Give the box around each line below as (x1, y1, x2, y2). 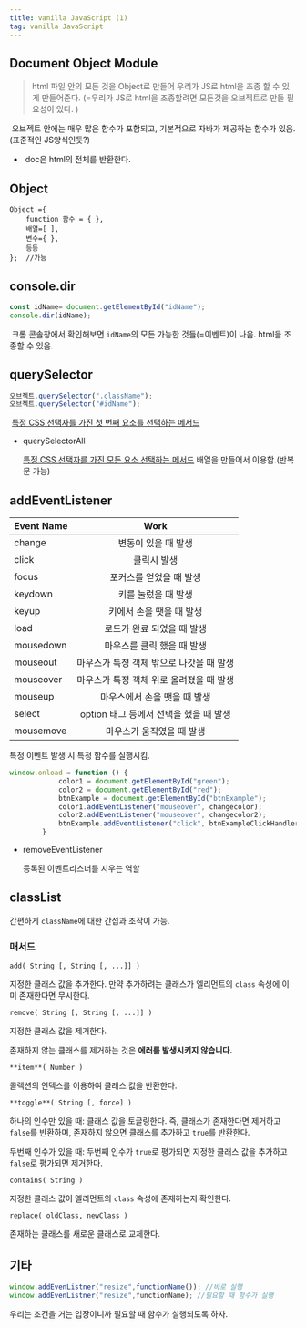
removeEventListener (22, 845, 103, 856)
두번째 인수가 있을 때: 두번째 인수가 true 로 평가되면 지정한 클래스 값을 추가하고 (9, 1146, 289, 1157)
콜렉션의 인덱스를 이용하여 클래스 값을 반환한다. (9, 1080, 178, 1091)
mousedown (14, 639, 67, 652)
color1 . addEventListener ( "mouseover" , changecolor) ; (57, 802, 262, 812)
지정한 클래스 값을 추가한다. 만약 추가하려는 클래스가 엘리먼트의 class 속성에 (9, 979, 280, 990)
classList (9, 890, 62, 906)
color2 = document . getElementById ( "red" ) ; (57, 785, 222, 794)
